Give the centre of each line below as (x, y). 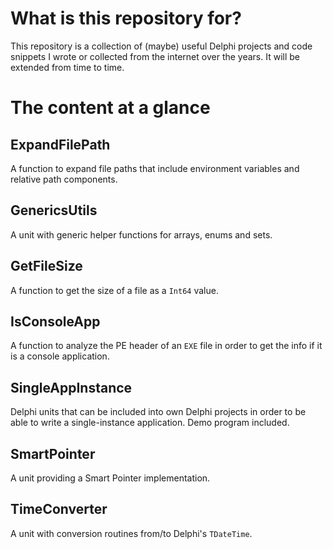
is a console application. (60, 356)
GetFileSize (46, 266)
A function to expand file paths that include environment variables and (155, 168)
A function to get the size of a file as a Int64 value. (114, 290)
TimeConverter (59, 509)
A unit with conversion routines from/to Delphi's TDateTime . (131, 533)
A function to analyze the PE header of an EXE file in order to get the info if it (166, 346)
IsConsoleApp (55, 321)
